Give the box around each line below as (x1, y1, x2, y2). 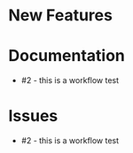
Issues (8, 106, 59, 126)
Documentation (8, 46, 126, 66)
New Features (8, 5, 113, 26)
